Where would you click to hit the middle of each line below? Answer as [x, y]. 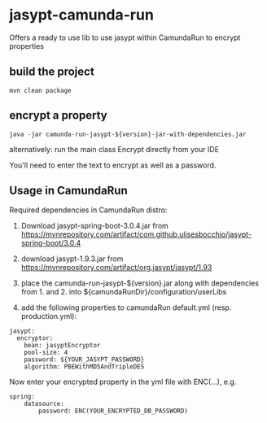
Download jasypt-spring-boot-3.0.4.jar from [95, 226]
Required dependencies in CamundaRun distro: [88, 210]
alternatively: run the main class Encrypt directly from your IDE [114, 149]
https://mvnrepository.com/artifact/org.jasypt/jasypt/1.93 [116, 268]
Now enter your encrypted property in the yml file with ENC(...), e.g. [123, 382]
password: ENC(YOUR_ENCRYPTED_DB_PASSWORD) [113, 411]
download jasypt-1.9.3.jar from [72, 259]
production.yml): [48, 316]
